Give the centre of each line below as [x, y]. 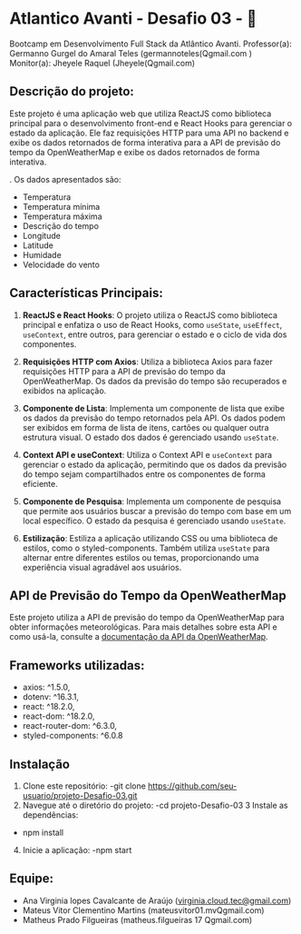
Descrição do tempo [61, 225]
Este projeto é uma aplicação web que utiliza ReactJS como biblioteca [141, 114]
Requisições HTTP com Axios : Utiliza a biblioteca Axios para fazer [148, 362]
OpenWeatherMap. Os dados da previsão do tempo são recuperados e [155, 381]
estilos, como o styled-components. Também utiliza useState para [146, 548]
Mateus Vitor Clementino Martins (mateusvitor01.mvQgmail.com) [143, 910]
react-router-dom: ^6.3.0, [70, 726]
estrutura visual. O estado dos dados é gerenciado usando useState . [150, 437]
